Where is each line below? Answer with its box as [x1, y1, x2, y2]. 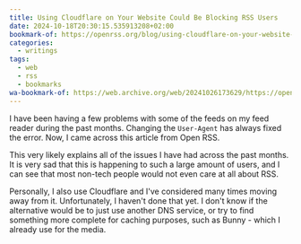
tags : [9, 55, 30, 64]
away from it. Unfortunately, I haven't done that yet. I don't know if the [9, 195, 269, 206]
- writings [17, 47, 58, 56]
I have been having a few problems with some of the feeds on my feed [9, 113, 270, 124]
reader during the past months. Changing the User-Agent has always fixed [9, 122, 282, 133]
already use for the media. [9, 223, 107, 234]
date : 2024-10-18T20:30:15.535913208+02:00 [9, 22, 175, 30]
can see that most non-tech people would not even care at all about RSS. [9, 168, 279, 179]
